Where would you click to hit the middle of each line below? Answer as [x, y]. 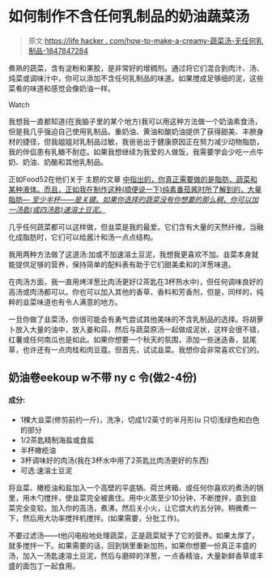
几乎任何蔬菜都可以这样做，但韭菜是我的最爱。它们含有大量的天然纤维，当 [132, 226]
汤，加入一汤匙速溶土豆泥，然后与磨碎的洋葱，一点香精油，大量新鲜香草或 [132, 555]
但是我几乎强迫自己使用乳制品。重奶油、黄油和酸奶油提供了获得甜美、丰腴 [132, 132]
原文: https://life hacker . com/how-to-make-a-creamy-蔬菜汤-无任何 [142, 41]
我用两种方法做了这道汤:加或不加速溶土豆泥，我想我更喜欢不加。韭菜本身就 [134, 254]
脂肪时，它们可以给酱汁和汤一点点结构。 [90, 237]
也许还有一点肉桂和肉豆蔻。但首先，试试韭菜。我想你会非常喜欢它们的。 [143, 349]
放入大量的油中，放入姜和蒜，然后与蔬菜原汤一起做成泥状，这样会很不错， [139, 329]
